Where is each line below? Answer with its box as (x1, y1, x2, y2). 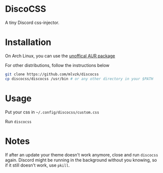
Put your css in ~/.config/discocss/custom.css (5, 109, 100, 115)
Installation (5, 37, 52, 48)
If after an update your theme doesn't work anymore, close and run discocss (5, 151, 158, 157)
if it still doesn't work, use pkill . (5, 162, 70, 168)
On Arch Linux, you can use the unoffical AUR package (5, 53, 115, 59)
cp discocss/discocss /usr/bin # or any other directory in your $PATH (5, 76, 153, 81)
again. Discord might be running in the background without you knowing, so (5, 157, 157, 163)
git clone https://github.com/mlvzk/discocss (5, 72, 99, 77)
